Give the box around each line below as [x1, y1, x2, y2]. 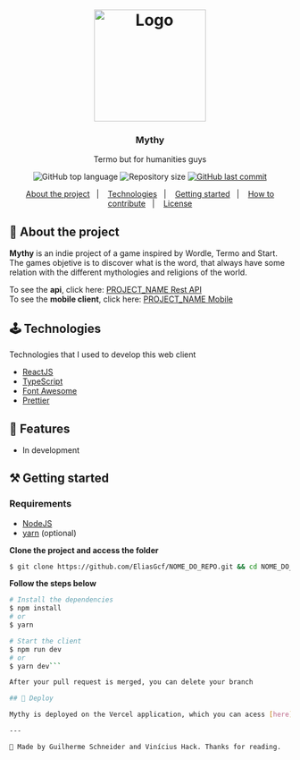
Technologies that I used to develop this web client [9, 349, 196, 360]
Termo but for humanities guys [93, 154, 207, 165]
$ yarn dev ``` [9, 662, 62, 670]
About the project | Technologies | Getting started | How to [25, 189, 275, 200]
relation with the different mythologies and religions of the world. [9, 267, 247, 278]
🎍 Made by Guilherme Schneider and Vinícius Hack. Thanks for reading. [9, 742, 281, 751]
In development [21, 444, 80, 456]
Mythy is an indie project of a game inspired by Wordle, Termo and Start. [9, 248, 279, 259]
